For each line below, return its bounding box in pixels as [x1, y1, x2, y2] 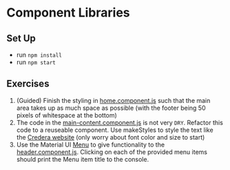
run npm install [16, 50, 63, 59]
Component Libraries [6, 5, 130, 21]
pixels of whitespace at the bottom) [16, 111, 118, 119]
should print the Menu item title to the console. [16, 155, 149, 163]
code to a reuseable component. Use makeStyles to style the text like [16, 126, 214, 134]
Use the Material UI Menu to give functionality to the [16, 140, 165, 149]
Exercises [6, 78, 50, 90]
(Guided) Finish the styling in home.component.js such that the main [16, 96, 211, 104]
